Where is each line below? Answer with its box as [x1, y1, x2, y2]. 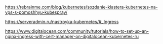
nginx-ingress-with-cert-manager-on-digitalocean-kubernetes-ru [5, 34, 139, 39]
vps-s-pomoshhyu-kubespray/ [5, 9, 68, 15]
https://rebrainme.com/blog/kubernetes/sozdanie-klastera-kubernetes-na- [5, 4, 158, 10]
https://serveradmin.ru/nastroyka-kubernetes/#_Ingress [5, 19, 119, 24]
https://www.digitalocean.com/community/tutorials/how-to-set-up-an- [5, 28, 149, 34]
